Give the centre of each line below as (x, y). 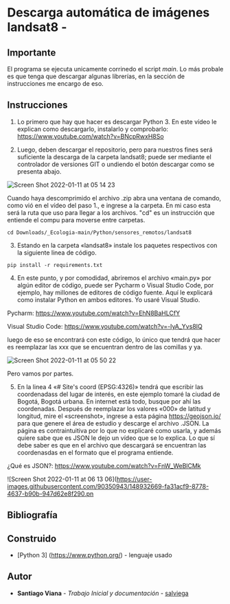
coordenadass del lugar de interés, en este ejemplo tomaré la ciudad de (118, 394)
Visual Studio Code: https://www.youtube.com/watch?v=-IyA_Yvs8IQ (105, 326)
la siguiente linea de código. (57, 253)
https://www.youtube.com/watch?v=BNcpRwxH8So (90, 136)
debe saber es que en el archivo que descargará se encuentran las (112, 445)
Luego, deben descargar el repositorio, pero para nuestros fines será (115, 150)
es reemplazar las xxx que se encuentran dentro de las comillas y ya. (105, 347)
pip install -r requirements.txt (55, 265)
